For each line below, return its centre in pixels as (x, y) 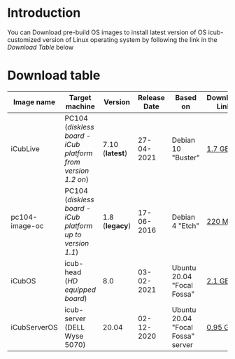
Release (151, 97)
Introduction (44, 13)
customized (24, 39)
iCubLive (25, 148)
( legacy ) (117, 225)
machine (80, 106)
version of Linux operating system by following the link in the (130, 39)
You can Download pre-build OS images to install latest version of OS (107, 32)
